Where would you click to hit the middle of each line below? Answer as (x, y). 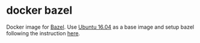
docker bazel (39, 10)
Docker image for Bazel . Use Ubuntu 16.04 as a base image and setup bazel (100, 27)
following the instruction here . (43, 33)
